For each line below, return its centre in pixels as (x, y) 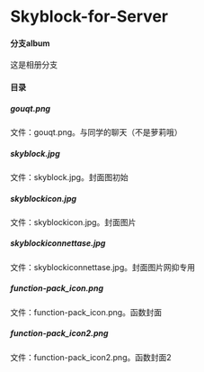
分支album (30, 43)
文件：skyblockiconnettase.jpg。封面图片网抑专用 (103, 267)
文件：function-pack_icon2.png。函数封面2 (91, 357)
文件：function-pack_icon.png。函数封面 (86, 312)
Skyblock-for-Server (89, 17)
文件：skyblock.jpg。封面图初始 (69, 177)
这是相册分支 (34, 65)
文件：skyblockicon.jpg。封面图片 (73, 222)
